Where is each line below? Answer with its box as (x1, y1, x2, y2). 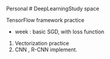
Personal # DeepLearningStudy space (6, 5, 99, 12)
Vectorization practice (14, 40, 70, 46)
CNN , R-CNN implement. (14, 46, 77, 53)
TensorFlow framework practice (6, 17, 84, 23)
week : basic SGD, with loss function (14, 28, 105, 35)
